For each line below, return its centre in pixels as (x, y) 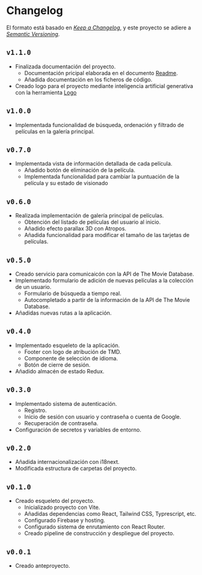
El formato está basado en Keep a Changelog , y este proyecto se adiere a (99, 27)
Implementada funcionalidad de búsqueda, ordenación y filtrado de (99, 125)
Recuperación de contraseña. (61, 423)
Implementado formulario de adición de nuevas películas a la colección (104, 280)
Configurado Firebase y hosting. (64, 521)
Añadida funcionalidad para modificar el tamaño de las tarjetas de (107, 235)
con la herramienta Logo (46, 92)
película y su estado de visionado (66, 183)
